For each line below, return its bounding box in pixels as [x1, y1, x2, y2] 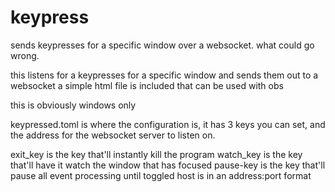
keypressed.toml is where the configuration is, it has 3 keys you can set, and [10, 118, 326, 130]
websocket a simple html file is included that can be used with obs [10, 79, 284, 91]
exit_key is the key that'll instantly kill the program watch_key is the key [10, 148, 303, 160]
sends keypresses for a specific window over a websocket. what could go [10, 39, 315, 51]
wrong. [10, 49, 40, 61]
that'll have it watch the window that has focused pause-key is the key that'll [10, 159, 326, 171]
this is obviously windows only [10, 99, 137, 111]
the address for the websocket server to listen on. [10, 129, 216, 141]
